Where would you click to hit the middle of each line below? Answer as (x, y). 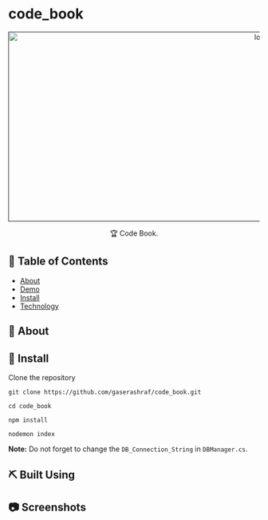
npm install (28, 420)
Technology (39, 306)
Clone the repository (42, 377)
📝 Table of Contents (58, 262)
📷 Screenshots (47, 507)
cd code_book (30, 406)
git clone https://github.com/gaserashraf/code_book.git (105, 392)
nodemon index (32, 434)
